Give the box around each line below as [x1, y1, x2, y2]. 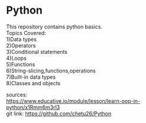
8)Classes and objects [6, 79, 61, 86]
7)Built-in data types [6, 73, 56, 80]
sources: [6, 91, 28, 98]
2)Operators [6, 42, 36, 49]
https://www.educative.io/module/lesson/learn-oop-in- [6, 97, 141, 104]
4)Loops [6, 54, 27, 61]
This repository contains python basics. [6, 23, 102, 30]
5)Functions [6, 60, 35, 68]
